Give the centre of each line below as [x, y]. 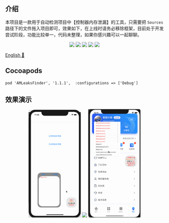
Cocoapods [24, 71]
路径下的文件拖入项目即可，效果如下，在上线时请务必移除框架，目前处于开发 [84, 28]
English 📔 [15, 55]
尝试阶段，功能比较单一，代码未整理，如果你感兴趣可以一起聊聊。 [73, 35]
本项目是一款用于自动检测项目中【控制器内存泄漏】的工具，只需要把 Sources [84, 22]
